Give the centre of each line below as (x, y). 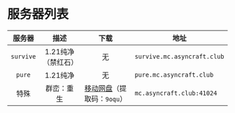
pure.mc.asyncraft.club (174, 75)
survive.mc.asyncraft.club (179, 56)
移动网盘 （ (102, 88)
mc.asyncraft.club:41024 (176, 93)
